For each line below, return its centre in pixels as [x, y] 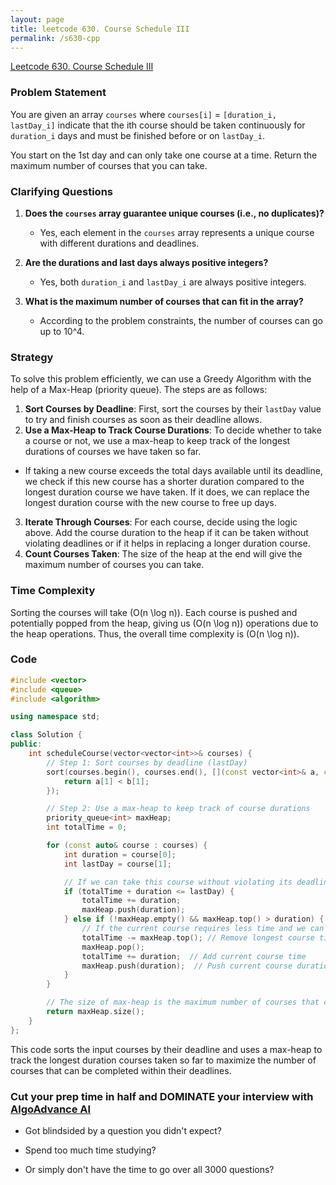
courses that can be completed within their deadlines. [121, 1070]
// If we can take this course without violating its [178, 882]
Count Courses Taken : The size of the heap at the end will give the [163, 554]
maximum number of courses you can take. [114, 565]
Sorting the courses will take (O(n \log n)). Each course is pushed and [154, 612]
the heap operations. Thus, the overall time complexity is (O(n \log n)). [155, 633]
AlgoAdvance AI [51, 1109]
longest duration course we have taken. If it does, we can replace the [167, 492]
